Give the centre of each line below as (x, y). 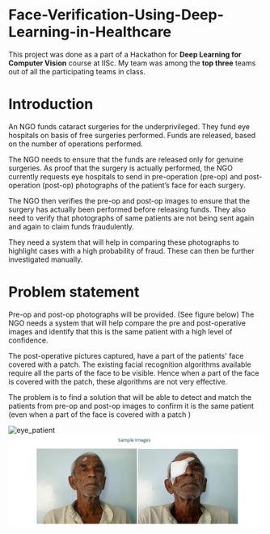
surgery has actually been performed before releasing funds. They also (127, 209)
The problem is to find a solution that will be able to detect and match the (130, 397)
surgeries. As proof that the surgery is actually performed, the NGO (120, 168)
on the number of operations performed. (76, 144)
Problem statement (74, 292)
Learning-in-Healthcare (90, 32)
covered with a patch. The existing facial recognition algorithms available (130, 364)
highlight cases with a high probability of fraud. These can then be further (131, 250)
